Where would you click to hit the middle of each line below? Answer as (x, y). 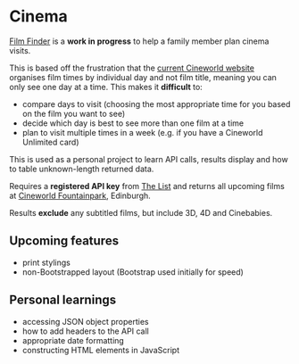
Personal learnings (63, 300)
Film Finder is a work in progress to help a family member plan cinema (139, 41)
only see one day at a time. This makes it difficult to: (106, 87)
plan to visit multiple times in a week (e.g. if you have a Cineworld (142, 132)
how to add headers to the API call (85, 331)
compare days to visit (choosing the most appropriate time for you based (156, 103)
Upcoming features (64, 241)
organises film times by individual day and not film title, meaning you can (143, 77)
